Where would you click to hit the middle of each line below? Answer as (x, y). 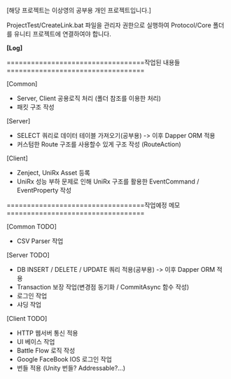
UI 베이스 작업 (36, 342)
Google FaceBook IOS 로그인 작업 (64, 359)
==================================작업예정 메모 (93, 205)
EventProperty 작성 (44, 190)
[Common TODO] (32, 227)
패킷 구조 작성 (35, 107)
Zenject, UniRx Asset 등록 (53, 173)
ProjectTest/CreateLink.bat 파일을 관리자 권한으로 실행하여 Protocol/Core (109, 25)
